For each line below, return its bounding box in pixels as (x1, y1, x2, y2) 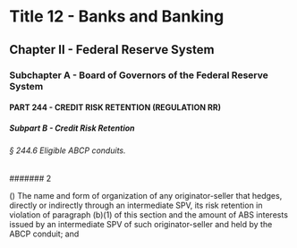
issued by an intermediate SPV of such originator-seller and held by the (9, 218, 273, 229)
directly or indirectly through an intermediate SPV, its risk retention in (9, 200, 263, 210)
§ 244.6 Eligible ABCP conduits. (9, 145, 126, 156)
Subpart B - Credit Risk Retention (9, 123, 136, 133)
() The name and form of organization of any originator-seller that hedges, (9, 190, 283, 201)
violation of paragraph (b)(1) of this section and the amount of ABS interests (9, 209, 289, 220)
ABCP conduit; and (9, 228, 80, 239)
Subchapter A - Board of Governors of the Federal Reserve (9, 69, 268, 81)
